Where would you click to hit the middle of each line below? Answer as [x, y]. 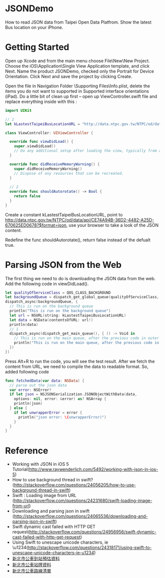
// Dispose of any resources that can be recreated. [69, 173]
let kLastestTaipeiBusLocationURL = [42, 124]
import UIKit [18, 110]
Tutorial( [21, 470]
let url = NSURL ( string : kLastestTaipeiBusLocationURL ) [68, 315]
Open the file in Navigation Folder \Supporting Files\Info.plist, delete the [78, 86]
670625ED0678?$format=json [36, 225]
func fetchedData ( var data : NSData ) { [45, 381]
